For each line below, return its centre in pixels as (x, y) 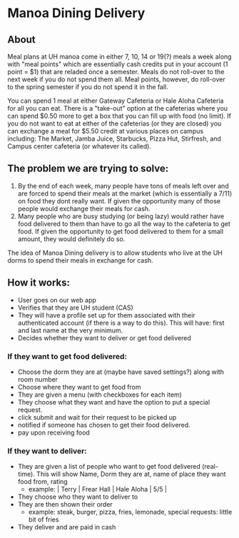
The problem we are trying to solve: (88, 169)
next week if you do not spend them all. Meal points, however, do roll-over (117, 79)
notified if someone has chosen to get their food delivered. (104, 425)
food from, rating (42, 482)
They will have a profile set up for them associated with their (107, 315)
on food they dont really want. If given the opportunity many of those (119, 201)
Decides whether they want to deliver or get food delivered (104, 337)
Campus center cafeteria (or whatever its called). (80, 146)
